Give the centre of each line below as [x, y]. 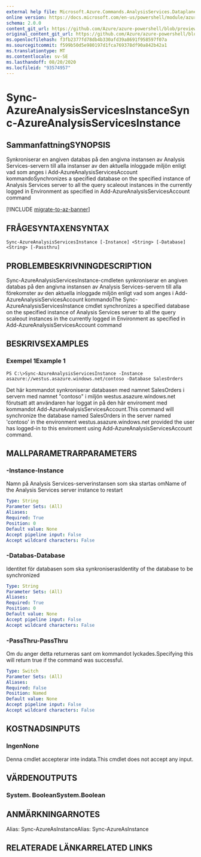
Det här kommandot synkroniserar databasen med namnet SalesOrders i [95, 390]
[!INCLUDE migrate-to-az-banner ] [48, 209]
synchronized [23, 575]
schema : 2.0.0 [24, 23]
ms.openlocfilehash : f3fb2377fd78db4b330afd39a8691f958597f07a [87, 40]
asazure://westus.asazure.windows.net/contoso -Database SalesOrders [95, 379]
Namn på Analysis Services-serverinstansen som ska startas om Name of [96, 484]
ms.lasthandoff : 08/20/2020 [41, 62]
